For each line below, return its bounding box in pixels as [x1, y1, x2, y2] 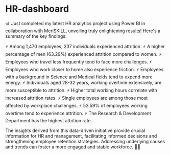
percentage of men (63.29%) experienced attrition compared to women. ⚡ [5, 51, 162, 57]
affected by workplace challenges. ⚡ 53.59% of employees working [5, 102, 148, 108]
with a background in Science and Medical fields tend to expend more [5, 74, 153, 80]
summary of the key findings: [5, 33, 67, 39]
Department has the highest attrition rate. [5, 117, 92, 123]
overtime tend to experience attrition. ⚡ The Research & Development [5, 110, 152, 116]
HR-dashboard [5, 3, 69, 15]
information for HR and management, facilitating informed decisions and [5, 132, 157, 139]
